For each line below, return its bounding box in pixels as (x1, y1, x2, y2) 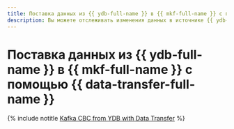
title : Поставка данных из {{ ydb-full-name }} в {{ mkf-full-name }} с (7, 10, 223, 17)
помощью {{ (7, 76, 83, 92)
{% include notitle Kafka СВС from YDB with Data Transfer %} (7, 114, 186, 123)
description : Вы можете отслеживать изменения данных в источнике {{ (7, 17, 214, 24)
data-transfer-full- (85, 76, 196, 92)
